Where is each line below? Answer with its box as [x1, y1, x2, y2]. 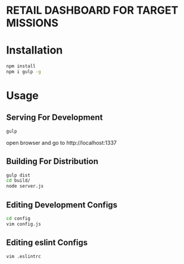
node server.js [6, 183, 44, 190]
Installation [6, 44, 63, 57]
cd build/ [6, 178, 31, 184]
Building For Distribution [6, 156, 99, 167]
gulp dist [6, 172, 31, 178]
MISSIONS [6, 16, 58, 30]
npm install [6, 63, 36, 69]
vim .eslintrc [6, 253, 42, 259]
